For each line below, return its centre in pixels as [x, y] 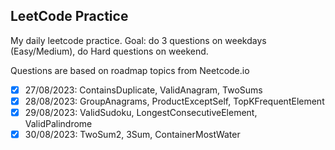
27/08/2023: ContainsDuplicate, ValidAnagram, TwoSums [143, 90]
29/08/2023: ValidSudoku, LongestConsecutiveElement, [141, 112]
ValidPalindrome [58, 123]
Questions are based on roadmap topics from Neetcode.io [130, 70]
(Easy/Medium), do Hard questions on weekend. [109, 51]
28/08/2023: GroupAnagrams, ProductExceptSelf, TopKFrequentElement [174, 101]
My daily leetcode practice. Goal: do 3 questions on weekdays [138, 40]
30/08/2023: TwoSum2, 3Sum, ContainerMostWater [132, 134]
